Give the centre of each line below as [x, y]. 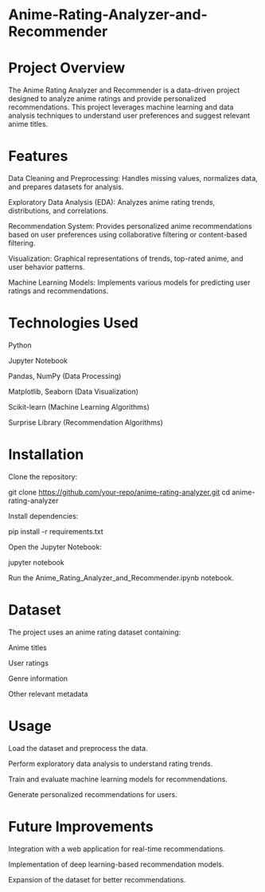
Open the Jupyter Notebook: [55, 547]
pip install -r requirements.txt [56, 531]
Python [20, 345]
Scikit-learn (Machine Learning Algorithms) [79, 407]
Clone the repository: [43, 477]
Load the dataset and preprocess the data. [78, 748]
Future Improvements [81, 827]
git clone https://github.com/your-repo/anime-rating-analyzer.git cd [119, 492]
